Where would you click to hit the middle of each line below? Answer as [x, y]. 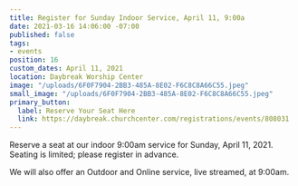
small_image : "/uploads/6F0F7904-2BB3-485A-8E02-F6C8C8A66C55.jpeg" [141, 93]
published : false [42, 34]
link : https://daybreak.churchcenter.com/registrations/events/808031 [154, 119]
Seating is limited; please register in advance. [94, 154]
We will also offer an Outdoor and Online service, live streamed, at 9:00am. [149, 172]
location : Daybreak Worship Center [77, 77]
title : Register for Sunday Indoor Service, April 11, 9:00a [127, 18]
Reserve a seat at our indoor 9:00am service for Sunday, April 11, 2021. [141, 145]
